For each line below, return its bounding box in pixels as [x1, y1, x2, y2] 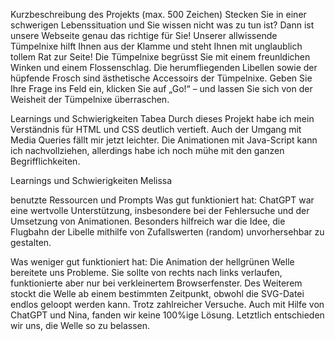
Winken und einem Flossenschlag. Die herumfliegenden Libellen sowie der [10, 62, 318, 73]
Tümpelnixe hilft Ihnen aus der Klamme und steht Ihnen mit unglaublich [10, 40, 303, 52]
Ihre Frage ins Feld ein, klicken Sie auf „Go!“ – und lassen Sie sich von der [10, 83, 313, 94]
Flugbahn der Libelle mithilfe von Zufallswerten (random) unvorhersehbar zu [10, 226, 325, 238]
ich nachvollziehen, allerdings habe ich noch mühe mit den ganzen [10, 145, 285, 156]
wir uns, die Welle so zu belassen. [10, 320, 151, 331]
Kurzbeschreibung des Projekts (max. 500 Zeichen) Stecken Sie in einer [10, 9, 307, 20]
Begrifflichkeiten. [10, 155, 81, 167]
